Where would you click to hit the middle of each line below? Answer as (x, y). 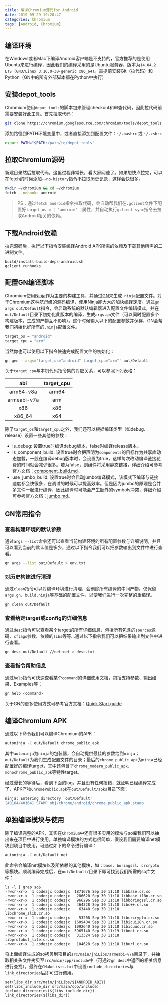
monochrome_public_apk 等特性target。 (44, 772)
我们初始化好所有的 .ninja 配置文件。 (42, 327)
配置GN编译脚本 (30, 283)
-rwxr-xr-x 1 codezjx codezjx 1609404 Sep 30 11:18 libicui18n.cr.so (81, 922)
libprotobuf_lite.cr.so (30, 940)
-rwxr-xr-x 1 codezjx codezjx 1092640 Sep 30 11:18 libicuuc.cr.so (79, 926)
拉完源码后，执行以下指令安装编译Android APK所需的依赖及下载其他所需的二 (84, 246)
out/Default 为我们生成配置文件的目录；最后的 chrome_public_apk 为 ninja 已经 (84, 760)
